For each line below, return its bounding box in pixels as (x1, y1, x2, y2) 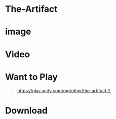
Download (5, 105, 48, 116)
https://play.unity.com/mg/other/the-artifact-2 (17, 87, 111, 93)
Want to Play (5, 71, 58, 82)
